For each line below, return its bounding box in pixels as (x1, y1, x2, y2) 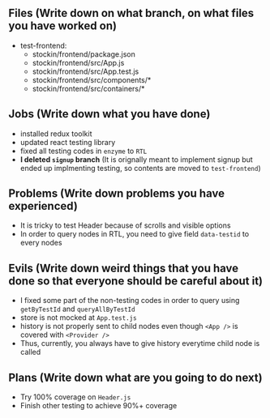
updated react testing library (19, 137, 116, 147)
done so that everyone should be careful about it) (8, 274, 264, 288)
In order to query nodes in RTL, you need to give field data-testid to (19, 229, 250, 239)
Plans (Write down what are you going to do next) (8, 370, 263, 384)
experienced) (8, 199, 79, 213)
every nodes (19, 238, 62, 248)
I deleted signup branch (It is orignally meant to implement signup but (19, 154, 253, 164)
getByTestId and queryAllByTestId (19, 304, 135, 314)
